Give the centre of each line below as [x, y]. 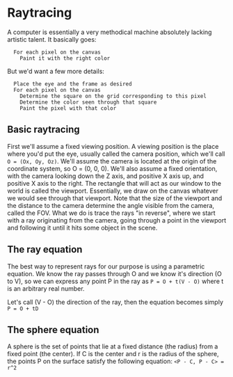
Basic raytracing [43, 130]
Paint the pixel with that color [68, 108]
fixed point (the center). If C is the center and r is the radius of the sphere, [113, 354]
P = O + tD [23, 308]
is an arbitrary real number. [46, 288]
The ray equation [45, 249]
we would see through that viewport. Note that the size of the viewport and [115, 198]
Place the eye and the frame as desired [73, 84]
